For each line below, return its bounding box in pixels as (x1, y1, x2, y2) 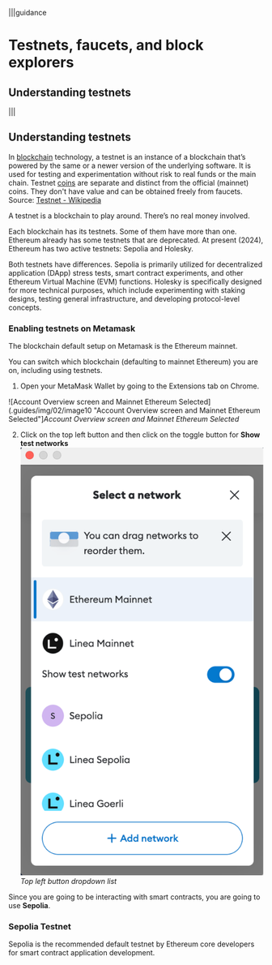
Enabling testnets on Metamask (8, 323, 136, 334)
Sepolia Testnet (8, 921, 71, 933)
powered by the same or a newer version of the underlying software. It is (8, 161, 251, 170)
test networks (19, 439, 69, 448)
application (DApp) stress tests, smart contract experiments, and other (8, 268, 244, 277)
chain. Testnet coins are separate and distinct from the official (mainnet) (8, 178, 249, 187)
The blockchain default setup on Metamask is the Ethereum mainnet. (8, 341, 238, 351)
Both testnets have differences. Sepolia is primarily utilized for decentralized (8, 259, 263, 269)
